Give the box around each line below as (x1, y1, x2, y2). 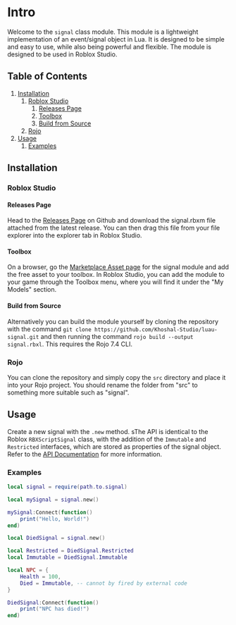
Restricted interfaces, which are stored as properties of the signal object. (7, 442, 222, 451)
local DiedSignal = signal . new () (7, 535, 106, 542)
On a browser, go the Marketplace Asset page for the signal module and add (7, 263, 229, 271)
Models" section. (7, 285, 57, 294)
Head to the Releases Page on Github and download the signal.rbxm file (7, 216, 216, 225)
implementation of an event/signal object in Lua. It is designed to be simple (7, 35, 225, 43)
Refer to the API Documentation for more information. (7, 450, 162, 458)
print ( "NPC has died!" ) (20, 605, 90, 613)
